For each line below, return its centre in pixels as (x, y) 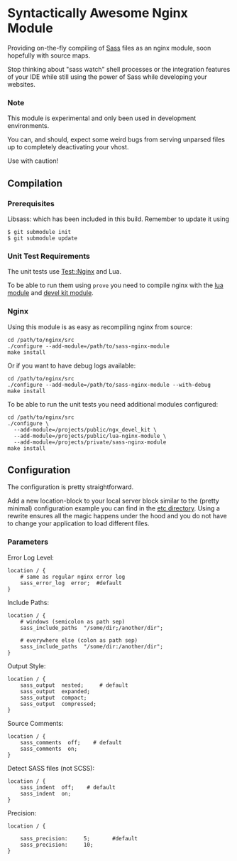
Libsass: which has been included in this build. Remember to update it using (118, 219)
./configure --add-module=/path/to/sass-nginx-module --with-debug (109, 385)
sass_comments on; (49, 749)
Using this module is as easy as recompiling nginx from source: (100, 327)
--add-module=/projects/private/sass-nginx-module (90, 442)
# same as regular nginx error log (73, 577)
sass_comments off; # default (71, 742)
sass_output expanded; (55, 691)
